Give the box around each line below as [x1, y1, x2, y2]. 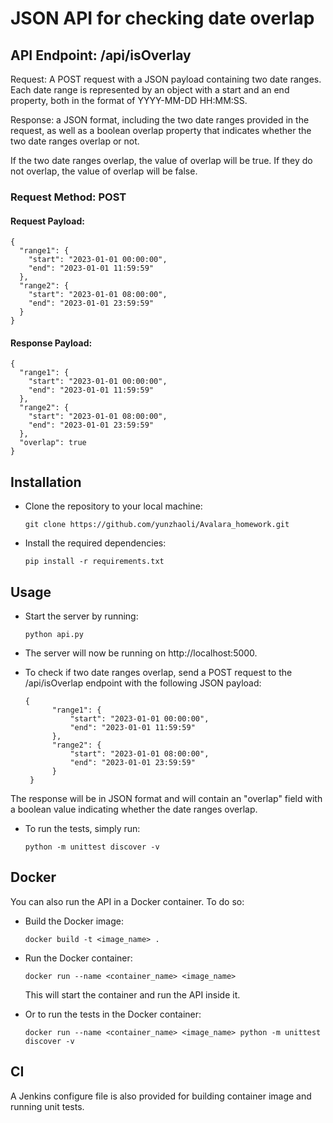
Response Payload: [10, 337, 93, 349]
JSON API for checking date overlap [10, 7, 315, 30]
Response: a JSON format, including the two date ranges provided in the [10, 114, 310, 126]
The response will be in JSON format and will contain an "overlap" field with [10, 792, 323, 804]
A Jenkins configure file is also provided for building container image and [10, 1090, 312, 1102]
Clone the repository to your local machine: [24, 500, 203, 512]
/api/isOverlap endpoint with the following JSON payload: [24, 677, 262, 689]
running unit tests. [10, 1100, 85, 1112]
